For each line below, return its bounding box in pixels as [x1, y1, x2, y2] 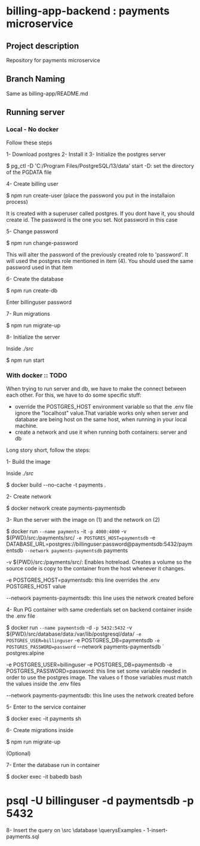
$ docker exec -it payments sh [6, 715, 82, 722]
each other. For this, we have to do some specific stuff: [6, 391, 141, 398]
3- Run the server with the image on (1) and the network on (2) [6, 516, 160, 523]
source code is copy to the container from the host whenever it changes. [6, 564, 186, 572]
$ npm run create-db [6, 286, 58, 294]
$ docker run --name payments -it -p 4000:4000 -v [6, 527, 127, 534]
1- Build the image [6, 458, 51, 465]
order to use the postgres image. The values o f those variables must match [6, 673, 193, 681]
